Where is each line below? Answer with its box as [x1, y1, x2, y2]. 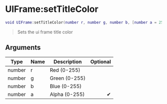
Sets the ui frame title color [17, 29, 73, 35]
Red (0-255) [49, 66, 81, 73]
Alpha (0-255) [49, 91, 85, 98]
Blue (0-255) [49, 83, 82, 90]
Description [53, 58, 82, 65]
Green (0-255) [49, 75, 86, 82]
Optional [90, 58, 111, 65]
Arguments [5, 43, 41, 52]
